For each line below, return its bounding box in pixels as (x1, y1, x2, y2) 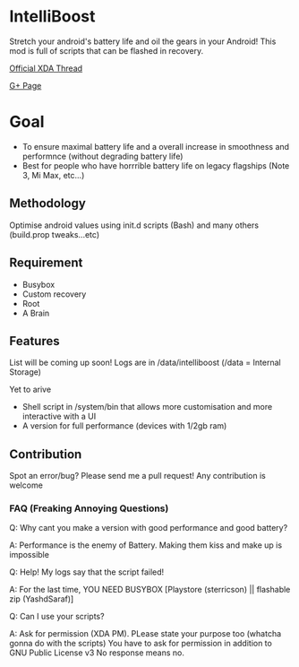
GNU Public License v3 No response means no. (9, 647, 185, 658)
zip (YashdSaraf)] (9, 593, 74, 604)
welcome (9, 480, 43, 490)
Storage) (9, 367, 42, 377)
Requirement (9, 256, 83, 271)
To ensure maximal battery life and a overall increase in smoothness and (21, 141, 289, 152)
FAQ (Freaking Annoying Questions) (9, 502, 169, 515)
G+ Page (9, 80, 42, 91)
